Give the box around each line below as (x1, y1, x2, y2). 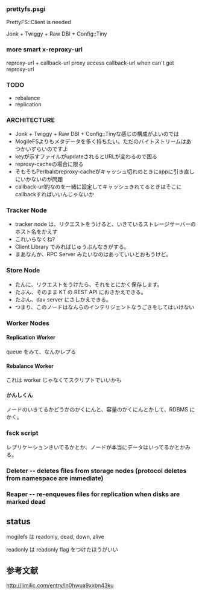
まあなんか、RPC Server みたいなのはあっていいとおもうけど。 (14, 251, 172, 258)
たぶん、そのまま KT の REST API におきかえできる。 (14, 288, 147, 295)
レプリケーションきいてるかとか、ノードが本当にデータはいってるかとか (6, 443, 186, 451)
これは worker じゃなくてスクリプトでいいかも (6, 376, 122, 384)
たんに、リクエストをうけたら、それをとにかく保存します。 (14, 280, 163, 288)
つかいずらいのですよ (14, 146, 68, 153)
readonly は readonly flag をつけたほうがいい (6, 546, 119, 553)
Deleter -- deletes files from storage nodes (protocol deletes (6, 466, 187, 475)
